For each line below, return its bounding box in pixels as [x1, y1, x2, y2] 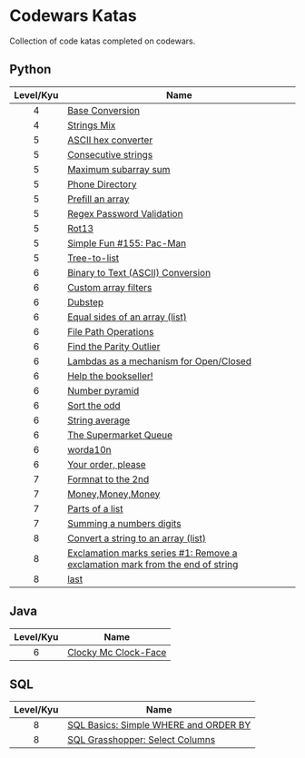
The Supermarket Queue [67, 428, 173, 441]
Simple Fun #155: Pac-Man [67, 237, 187, 250]
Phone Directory [67, 178, 138, 191]
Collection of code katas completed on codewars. [9, 35, 196, 46]
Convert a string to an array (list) [67, 532, 206, 545]
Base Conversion [67, 103, 141, 116]
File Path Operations [67, 325, 154, 338]
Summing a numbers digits [67, 517, 182, 529]
